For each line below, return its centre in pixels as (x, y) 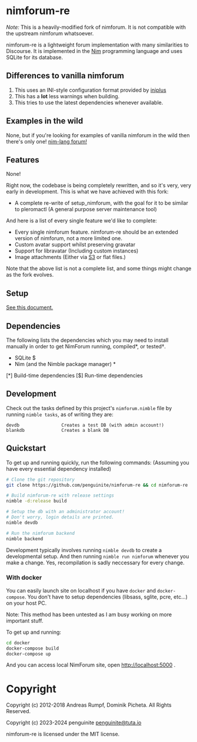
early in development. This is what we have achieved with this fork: (87, 192)
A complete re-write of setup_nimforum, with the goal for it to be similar (101, 203)
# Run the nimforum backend (41, 533)
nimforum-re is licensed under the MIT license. (63, 734)
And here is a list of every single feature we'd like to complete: (81, 221)
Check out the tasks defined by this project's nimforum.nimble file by (89, 408)
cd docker (18, 643)
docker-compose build (33, 648)
